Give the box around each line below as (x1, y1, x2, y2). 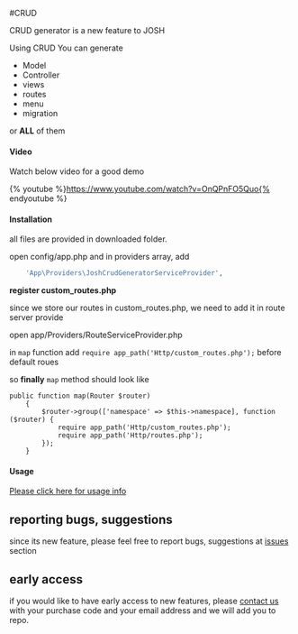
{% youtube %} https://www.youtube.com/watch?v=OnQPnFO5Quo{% (9, 184, 270, 195)
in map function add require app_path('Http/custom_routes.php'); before (9, 347, 282, 358)
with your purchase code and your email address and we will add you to (9, 605, 276, 616)
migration (22, 108, 59, 118)
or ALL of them (9, 125, 66, 136)
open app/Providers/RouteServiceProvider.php (9, 329, 183, 341)
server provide (9, 312, 64, 323)
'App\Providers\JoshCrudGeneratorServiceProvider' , (25, 269, 223, 278)
